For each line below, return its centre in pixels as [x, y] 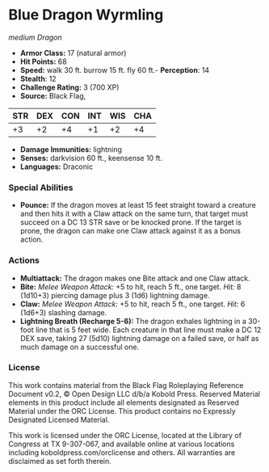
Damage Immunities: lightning [71, 149]
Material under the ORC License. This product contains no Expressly [122, 411]
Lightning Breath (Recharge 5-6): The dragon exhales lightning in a [133, 321]
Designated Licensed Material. [59, 419]
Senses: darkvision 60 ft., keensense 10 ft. [91, 158]
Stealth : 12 [38, 78]
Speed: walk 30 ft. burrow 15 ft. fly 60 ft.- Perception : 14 [115, 70]
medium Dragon [35, 37]
